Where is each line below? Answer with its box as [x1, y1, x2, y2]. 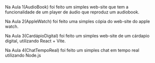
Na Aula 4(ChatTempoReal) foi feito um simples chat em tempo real [5, 48, 139, 53]
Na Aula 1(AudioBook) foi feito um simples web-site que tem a [5, 4, 129, 10]
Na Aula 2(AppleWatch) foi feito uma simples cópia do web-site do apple [5, 19, 150, 24]
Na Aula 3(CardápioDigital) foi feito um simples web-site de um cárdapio [5, 33, 150, 38]
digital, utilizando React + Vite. [5, 38, 66, 44]
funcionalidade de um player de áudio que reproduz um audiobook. [5, 9, 139, 15]
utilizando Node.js [5, 52, 41, 58]
